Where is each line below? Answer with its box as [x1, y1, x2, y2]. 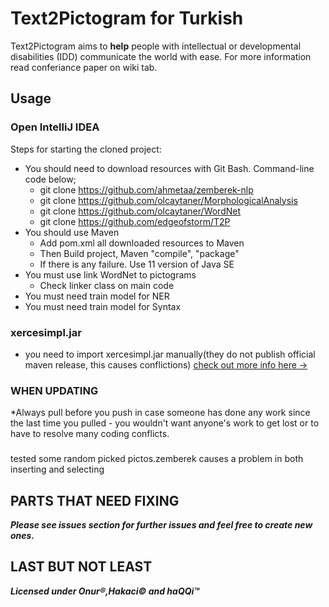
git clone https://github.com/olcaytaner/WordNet [39, 205, 242, 217]
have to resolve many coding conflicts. [10, 428, 170, 440]
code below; [24, 173, 77, 185]
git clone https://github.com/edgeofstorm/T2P [39, 215, 231, 227]
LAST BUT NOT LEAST [10, 558, 153, 576]
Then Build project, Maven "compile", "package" [39, 247, 240, 259]
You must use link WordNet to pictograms [24, 268, 197, 281]
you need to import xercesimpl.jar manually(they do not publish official [24, 348, 316, 360]
